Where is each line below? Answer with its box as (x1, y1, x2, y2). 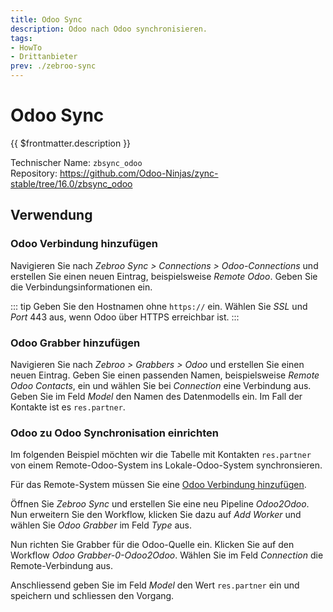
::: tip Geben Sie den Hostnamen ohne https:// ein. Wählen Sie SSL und (10, 300, 308, 312)
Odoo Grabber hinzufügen (10, 336, 141, 350)
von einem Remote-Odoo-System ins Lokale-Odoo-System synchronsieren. (10, 459, 323, 471)
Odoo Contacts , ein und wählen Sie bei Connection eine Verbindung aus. (10, 379, 312, 391)
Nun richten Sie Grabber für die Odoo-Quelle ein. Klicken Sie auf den (10, 539, 295, 551)
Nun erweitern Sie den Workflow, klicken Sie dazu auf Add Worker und (10, 509, 302, 521)
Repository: (10, 167, 58, 179)
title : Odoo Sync (10, 14, 83, 25)
